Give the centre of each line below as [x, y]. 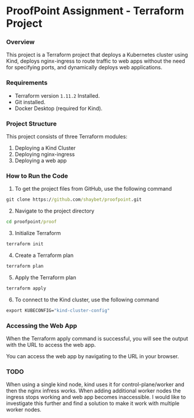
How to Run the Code [37, 176]
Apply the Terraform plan [45, 277]
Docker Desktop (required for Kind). [58, 108]
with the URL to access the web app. [51, 345]
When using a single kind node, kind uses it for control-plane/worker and [96, 385]
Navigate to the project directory [55, 211]
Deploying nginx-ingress [45, 155]
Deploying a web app [41, 160]
